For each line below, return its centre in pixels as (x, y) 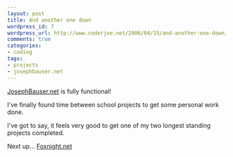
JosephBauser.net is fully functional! (59, 91)
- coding (20, 53)
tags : (15, 59)
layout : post (26, 13)
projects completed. (36, 133)
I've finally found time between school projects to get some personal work (113, 104)
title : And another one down (49, 20)
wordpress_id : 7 (31, 26)
